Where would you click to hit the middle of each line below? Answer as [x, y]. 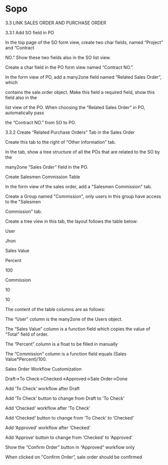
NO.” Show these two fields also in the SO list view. [58, 57]
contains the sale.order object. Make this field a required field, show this [80, 92]
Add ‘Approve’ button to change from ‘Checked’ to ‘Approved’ [69, 437]
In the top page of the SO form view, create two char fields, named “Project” [84, 42]
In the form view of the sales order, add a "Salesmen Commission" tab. [79, 186]
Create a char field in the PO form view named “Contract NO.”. [70, 67]
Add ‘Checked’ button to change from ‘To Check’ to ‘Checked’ [70, 418]
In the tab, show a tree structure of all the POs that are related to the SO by [82, 151]
